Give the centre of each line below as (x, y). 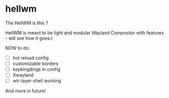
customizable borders (35, 63)
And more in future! (26, 91)
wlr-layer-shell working (37, 81)
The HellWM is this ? (27, 23)
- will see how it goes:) (29, 38)
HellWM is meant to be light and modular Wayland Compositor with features (84, 32)
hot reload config (31, 58)
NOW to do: (18, 48)
